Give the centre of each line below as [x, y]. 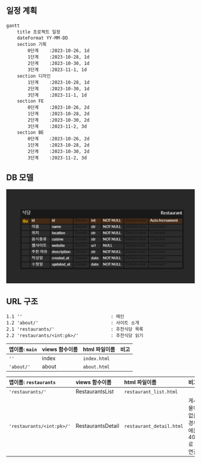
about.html [96, 367]
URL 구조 [22, 301]
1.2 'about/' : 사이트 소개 [73, 323]
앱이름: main [23, 349]
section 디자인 [34, 76]
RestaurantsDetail [98, 425]
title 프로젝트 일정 [39, 32]
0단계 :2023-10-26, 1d [59, 50]
